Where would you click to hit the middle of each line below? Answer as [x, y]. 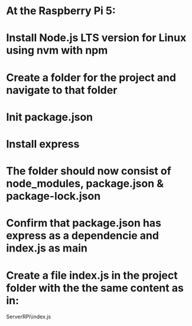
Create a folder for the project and [91, 77]
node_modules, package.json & [85, 184]
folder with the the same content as [95, 288]
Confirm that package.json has [84, 223]
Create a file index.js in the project [92, 275]
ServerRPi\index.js [29, 317]
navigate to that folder [62, 90]
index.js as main [47, 248]
